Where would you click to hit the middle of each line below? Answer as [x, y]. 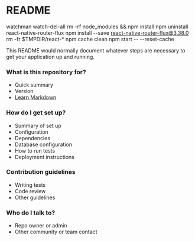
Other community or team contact [56, 232]
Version [24, 91]
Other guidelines [35, 197]
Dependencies [32, 138]
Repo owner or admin [41, 226]
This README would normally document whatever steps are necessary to [96, 50]
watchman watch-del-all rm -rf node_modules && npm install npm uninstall [97, 27]
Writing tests [30, 185]
